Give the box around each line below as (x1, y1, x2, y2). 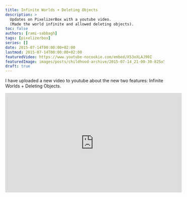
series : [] (5, 40, 28, 45)
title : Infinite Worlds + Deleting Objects (5, 7, 98, 13)
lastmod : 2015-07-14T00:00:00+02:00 (5, 50, 82, 55)
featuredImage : (5, 59, 37, 64)
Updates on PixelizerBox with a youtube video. (10, 17, 112, 22)
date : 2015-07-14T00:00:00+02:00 (5, 45, 76, 50)
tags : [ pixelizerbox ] (5, 36, 51, 41)
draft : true (5, 64, 30, 69)
